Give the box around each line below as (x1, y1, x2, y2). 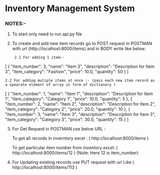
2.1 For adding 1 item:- (14, 55, 64, 60)
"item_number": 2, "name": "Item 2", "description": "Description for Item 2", (5, 101, 156, 107)
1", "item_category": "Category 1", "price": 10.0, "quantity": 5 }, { (5, 96, 132, 102)
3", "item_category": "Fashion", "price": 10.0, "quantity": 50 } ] (5, 69, 129, 75)
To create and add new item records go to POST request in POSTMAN (12, 41, 153, 47)
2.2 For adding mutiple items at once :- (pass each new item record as (5, 78, 155, 83)
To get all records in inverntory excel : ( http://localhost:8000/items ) (12, 135, 149, 141)
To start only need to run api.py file (12, 31, 82, 37)
